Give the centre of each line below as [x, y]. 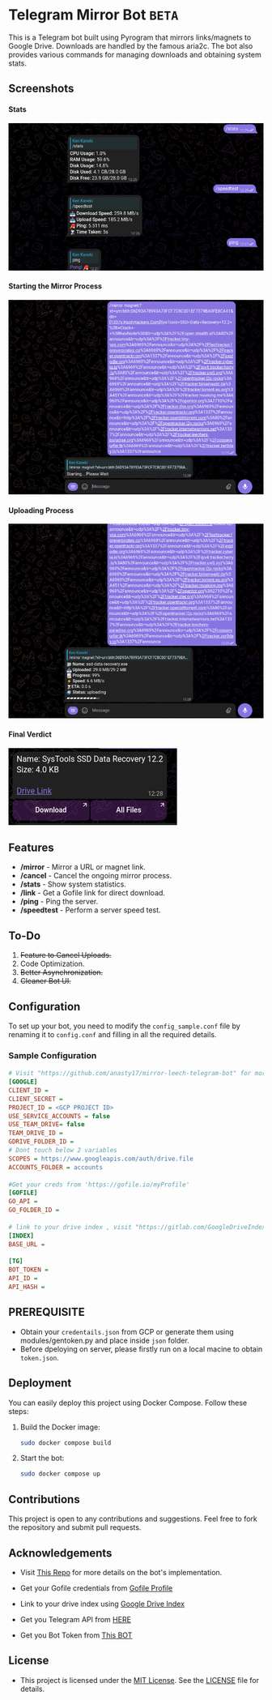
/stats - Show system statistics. [73, 884]
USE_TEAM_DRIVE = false [47, 1125]
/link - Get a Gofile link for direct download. [93, 893]
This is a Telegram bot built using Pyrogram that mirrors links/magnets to [130, 37]
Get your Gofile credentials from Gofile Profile [96, 1588]
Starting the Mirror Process [55, 286]
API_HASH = [27, 1287]
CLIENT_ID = [28, 1090]
